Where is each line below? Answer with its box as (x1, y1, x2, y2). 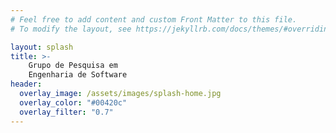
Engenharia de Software (28, 70, 128, 80)
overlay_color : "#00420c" (19, 97, 128, 108)
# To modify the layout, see (10, 24, 132, 34)
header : (10, 79, 43, 90)
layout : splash (10, 42, 74, 52)
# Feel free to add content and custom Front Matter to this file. (10, 14, 298, 25)
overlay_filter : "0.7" (19, 107, 114, 117)
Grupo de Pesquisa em (28, 61, 118, 71)
